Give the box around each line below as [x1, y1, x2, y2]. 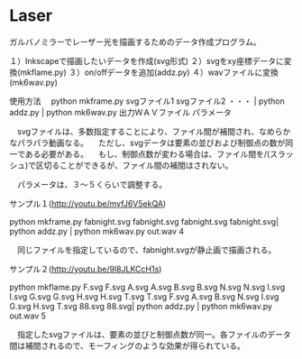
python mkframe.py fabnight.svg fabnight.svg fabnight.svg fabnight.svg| [9, 216, 279, 226]
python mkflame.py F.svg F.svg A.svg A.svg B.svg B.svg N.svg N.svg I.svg [9, 281, 286, 292]
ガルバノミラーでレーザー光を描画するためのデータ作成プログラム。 [9, 36, 261, 47]
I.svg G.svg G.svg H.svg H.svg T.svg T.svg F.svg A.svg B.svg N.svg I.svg [9, 290, 279, 302]
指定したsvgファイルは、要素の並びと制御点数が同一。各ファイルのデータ [16, 328, 291, 339]
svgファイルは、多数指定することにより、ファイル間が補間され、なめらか [16, 125, 291, 136]
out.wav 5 [9, 310, 47, 321]
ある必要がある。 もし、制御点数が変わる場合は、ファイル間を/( [24, 148, 270, 159]
